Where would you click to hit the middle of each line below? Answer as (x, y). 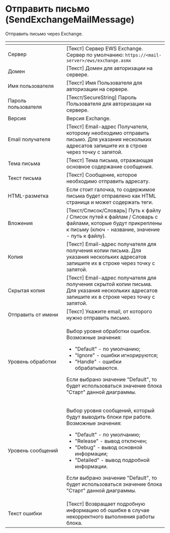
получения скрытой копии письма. (109, 284)
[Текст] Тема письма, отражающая (110, 160)
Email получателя (29, 139)
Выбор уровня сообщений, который (111, 411)
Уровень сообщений (33, 450)
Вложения (20, 223)
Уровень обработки (32, 361)
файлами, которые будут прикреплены (114, 223)
